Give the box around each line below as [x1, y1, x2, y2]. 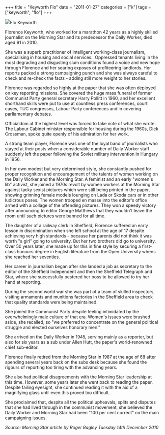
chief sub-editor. [5, 344, 39, 350]
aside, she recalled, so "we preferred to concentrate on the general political [5, 319, 158, 325]
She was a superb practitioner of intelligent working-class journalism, [5, 49, 146, 55]
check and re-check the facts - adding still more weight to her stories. [5, 75, 147, 81]
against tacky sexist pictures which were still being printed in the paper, [5, 187, 150, 193]
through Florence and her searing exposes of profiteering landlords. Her [5, 65, 151, 70]
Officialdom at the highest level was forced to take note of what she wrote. [5, 121, 156, 126]
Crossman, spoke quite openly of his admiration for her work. [5, 131, 129, 137]
